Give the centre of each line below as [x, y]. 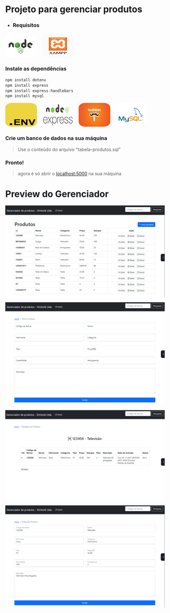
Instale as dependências [36, 69]
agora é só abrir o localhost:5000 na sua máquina [69, 173]
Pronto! [15, 163]
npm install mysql [25, 96]
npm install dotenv [26, 80]
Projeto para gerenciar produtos [74, 9]
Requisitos [26, 25]
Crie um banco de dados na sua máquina [56, 138]
